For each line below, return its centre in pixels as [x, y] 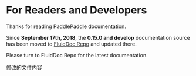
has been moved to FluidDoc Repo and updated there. [71, 44]
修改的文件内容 [24, 67]
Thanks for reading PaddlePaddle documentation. [66, 26]
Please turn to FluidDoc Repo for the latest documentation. [77, 55]
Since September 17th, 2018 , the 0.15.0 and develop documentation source [98, 37]
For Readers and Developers [77, 10]
